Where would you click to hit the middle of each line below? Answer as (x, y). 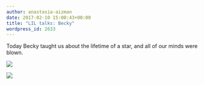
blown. (15, 53)
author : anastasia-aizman (39, 12)
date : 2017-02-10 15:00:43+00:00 (49, 18)
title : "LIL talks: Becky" (40, 23)
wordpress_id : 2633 (31, 29)
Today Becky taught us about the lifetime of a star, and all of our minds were (102, 46)
